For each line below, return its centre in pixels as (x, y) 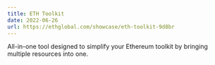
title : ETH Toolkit (36, 14)
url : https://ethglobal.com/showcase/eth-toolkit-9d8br (91, 27)
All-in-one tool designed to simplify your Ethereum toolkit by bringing (107, 47)
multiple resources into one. (48, 54)
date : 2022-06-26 (33, 20)
